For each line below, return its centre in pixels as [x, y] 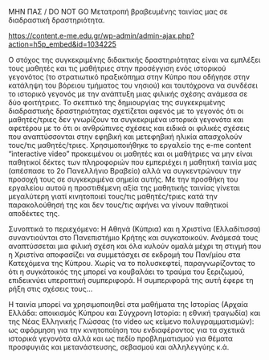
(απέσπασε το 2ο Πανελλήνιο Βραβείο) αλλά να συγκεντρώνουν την [125, 171]
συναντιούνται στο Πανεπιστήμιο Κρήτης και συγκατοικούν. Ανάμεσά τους [133, 237]
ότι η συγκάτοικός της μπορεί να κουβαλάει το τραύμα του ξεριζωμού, [126, 272]
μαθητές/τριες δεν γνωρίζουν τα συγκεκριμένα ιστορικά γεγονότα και [126, 119]
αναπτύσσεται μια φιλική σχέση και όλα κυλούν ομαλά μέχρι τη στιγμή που [135, 246]
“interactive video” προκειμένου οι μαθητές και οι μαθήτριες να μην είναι [130, 153]
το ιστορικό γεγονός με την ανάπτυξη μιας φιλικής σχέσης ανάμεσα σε [128, 94]
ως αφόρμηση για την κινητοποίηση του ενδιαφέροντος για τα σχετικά [126, 330]
